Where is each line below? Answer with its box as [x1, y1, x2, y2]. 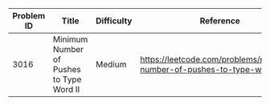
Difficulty [96, 15, 133, 26]
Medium [96, 59, 127, 70]
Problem [12, 10, 46, 21]
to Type [52, 74, 82, 85]
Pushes [52, 64, 82, 75]
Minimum [52, 34, 88, 45]
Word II [52, 84, 80, 95]
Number [52, 44, 84, 55]
